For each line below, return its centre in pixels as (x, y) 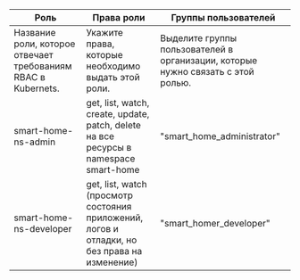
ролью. (176, 82)
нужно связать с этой (207, 72)
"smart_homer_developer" (215, 223)
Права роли (119, 17)
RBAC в (30, 77)
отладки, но (112, 240)
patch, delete (113, 125)
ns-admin (35, 142)
